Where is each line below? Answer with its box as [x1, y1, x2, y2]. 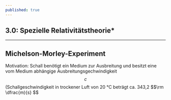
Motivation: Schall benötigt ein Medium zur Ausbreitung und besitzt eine [5, 63, 157, 69]
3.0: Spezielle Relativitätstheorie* [5, 26, 115, 35]
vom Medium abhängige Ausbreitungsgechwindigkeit [5, 68, 117, 74]
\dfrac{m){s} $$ [5, 89, 39, 95]
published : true [5, 7, 40, 13]
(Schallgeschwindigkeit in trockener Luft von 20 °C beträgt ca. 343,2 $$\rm [5, 84, 164, 90]
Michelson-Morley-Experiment [5, 49, 106, 58]
